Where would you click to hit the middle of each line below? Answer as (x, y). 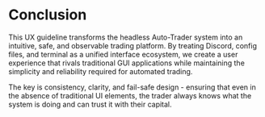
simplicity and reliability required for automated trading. (101, 71)
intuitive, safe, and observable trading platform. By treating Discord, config (132, 45)
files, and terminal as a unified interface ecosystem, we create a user (123, 54)
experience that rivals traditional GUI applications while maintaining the (126, 63)
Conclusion (48, 15)
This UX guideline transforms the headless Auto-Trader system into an (126, 37)
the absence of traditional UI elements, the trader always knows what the (130, 95)
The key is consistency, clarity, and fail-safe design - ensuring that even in (132, 87)
